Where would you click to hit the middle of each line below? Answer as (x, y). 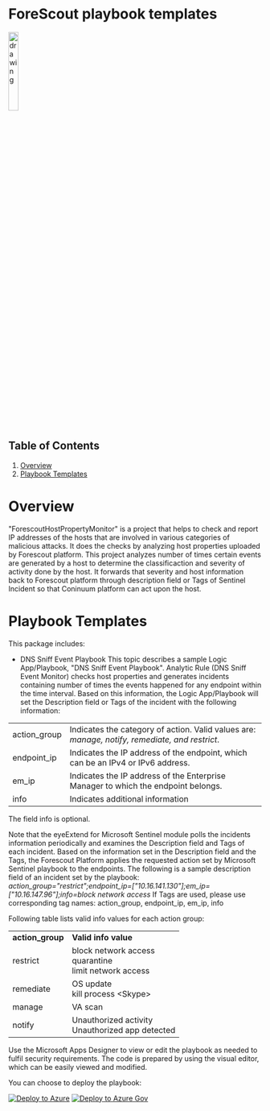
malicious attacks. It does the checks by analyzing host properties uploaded (135, 545)
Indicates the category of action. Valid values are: (163, 729)
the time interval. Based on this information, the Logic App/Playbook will (139, 693)
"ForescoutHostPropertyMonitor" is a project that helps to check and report (133, 529)
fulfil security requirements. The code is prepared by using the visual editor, (134, 1058)
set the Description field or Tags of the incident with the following (128, 702)
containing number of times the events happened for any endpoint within (141, 685)
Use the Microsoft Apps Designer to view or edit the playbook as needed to (133, 1050)
